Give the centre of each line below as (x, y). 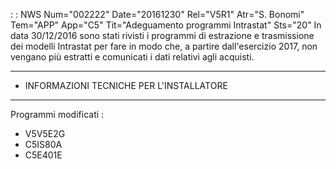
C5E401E (43, 155)
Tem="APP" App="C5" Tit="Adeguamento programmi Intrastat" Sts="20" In (166, 25)
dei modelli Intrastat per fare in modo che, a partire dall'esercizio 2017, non (164, 46)
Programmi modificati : (57, 114)
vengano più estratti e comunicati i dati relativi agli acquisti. (132, 57)
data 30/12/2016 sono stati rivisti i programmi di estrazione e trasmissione (162, 35)
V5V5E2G (45, 133)
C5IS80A (43, 144)
